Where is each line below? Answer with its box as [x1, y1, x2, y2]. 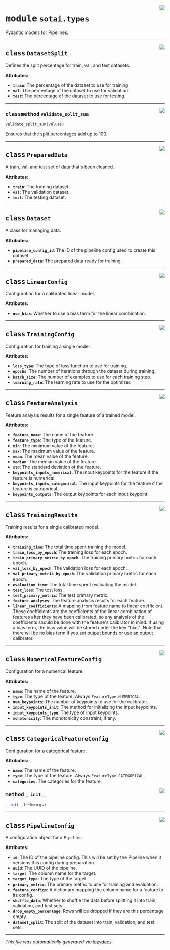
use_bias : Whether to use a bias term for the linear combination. [12, 310, 146, 317]
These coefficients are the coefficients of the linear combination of [12, 608, 152, 614]
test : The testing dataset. [12, 194, 66, 200]
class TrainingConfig [5, 330, 75, 338]
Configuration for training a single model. [5, 343, 91, 350]
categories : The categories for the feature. [12, 778, 102, 784]
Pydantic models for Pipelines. [5, 29, 69, 36]
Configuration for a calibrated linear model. [5, 291, 95, 297]
